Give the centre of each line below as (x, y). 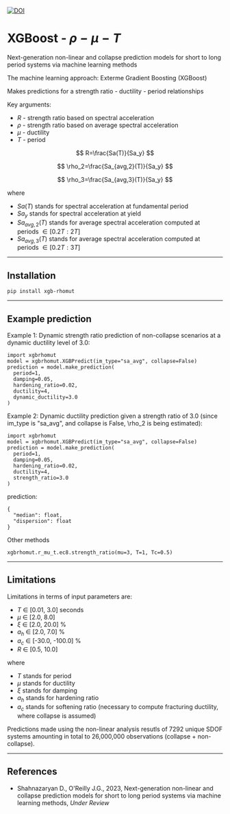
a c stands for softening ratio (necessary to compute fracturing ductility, (118, 708)
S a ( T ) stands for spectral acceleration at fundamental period (103, 206)
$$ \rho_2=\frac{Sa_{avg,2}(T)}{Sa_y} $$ (115, 166)
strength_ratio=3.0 (41, 478)
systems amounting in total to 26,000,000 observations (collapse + (102, 736)
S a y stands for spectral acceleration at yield (79, 214)
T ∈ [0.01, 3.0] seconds (50, 609)
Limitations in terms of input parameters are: (69, 596)
